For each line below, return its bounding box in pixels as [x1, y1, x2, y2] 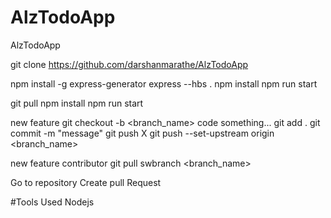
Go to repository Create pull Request [10, 176, 162, 188]
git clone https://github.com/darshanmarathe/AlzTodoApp [10, 58, 249, 70]
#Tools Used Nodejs [10, 196, 95, 208]
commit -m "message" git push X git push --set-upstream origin [10, 127, 275, 139]
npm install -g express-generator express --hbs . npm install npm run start [10, 77, 318, 90]
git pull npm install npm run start [10, 97, 144, 109]
